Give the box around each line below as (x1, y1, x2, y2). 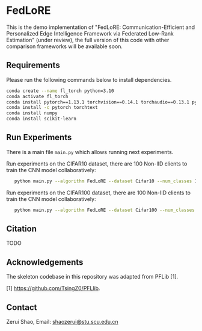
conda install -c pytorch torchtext (6, 105, 98, 111)
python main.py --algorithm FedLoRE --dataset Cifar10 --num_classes (14, 178, 192, 184)
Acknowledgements (6, 257, 84, 267)
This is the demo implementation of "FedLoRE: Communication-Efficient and (6, 23, 195, 31)
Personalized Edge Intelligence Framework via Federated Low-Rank (6, 29, 174, 37)
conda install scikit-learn (6, 116, 77, 122)
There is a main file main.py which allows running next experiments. (6, 148, 174, 155)
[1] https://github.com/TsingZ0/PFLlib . (6, 285, 100, 292)
